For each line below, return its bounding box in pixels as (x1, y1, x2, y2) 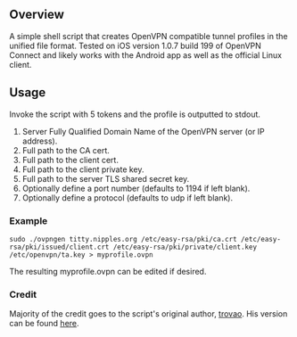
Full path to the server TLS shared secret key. (21, 173, 190, 184)
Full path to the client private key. (21, 164, 144, 175)
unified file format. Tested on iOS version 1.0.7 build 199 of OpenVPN (9, 40, 261, 51)
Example (9, 214, 48, 226)
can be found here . (9, 318, 79, 329)
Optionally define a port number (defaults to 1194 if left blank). (21, 183, 251, 193)
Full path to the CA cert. (21, 144, 110, 155)
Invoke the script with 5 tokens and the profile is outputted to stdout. (9, 109, 261, 119)
